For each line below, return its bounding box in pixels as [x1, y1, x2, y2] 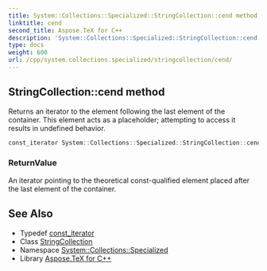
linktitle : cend [8, 19, 62, 27]
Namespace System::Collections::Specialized [19, 245, 168, 254]
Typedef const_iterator [19, 228, 95, 238]
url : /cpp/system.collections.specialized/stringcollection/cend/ [8, 56, 233, 64]
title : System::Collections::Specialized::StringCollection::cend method [8, 11, 258, 20]
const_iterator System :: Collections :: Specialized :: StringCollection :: [8, 138, 247, 147]
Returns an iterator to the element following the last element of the [8, 106, 226, 116]
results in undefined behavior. [8, 123, 106, 133]
